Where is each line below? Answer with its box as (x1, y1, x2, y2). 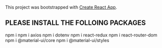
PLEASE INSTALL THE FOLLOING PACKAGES (5, 18, 146, 27)
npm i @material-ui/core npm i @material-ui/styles (5, 37, 109, 43)
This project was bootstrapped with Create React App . (5, 4, 117, 10)
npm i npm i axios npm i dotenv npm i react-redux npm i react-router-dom (5, 32, 157, 38)
